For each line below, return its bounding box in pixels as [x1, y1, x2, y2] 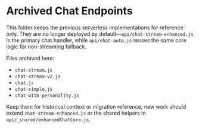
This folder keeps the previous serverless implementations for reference [6, 24, 184, 31]
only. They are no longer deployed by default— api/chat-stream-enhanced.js [6, 30, 194, 37]
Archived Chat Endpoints [6, 4, 133, 18]
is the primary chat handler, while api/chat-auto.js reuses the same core [6, 36, 186, 44]
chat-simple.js [14, 86, 53, 92]
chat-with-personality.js [14, 93, 79, 99]
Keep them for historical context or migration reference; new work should [6, 103, 186, 110]
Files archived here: [6, 54, 55, 62]
